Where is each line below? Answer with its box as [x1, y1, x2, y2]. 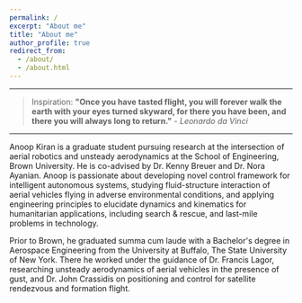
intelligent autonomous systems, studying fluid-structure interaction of [9, 179, 271, 190]
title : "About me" [9, 30, 78, 39]
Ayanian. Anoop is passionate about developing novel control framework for [9, 170, 290, 181]
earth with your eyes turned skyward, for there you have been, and [31, 105, 287, 117]
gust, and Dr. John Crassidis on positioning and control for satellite [9, 273, 256, 284]
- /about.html [17, 64, 70, 73]
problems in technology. [9, 218, 99, 228]
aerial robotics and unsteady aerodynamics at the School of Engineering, [9, 150, 280, 162]
